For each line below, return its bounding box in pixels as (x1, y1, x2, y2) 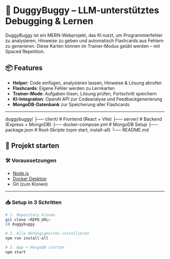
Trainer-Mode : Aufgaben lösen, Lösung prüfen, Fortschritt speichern (12, 90, 157, 96)
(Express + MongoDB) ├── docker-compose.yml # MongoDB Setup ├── (5, 121, 158, 127)
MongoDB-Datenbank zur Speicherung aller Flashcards (12, 101, 130, 107)
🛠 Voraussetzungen (5, 157, 57, 164)
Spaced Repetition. (5, 48, 45, 54)
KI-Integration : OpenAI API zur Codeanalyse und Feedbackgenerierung (12, 96, 163, 102)
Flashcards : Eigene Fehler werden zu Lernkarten (12, 85, 115, 91)
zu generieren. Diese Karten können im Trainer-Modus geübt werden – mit (5, 43, 160, 49)
